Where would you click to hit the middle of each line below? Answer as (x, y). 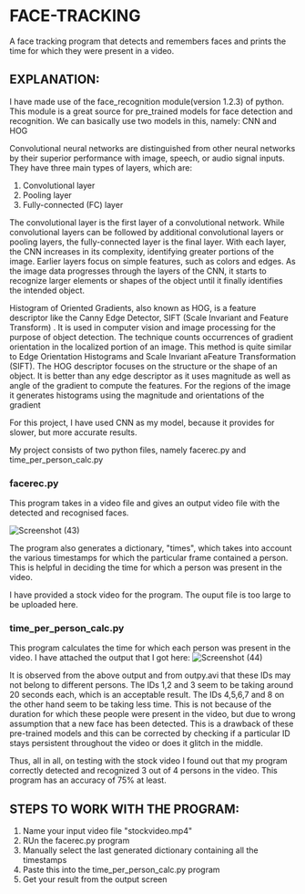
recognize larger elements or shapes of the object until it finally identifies (147, 280)
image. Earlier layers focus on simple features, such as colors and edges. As (152, 261)
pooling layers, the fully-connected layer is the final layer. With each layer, (148, 242)
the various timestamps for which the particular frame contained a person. (149, 558)
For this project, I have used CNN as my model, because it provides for (142, 422)
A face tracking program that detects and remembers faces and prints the (148, 41)
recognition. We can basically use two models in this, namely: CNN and (143, 120)
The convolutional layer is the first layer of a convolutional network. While (147, 222)
